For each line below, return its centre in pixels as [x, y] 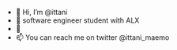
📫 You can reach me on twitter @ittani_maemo [92, 37]
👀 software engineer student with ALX [77, 20]
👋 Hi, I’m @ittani [41, 12]
